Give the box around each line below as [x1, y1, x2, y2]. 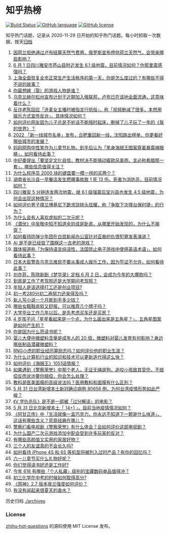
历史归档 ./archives [6, 498, 46, 504]
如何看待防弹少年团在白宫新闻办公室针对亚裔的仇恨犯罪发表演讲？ [13, 233, 151, 239]
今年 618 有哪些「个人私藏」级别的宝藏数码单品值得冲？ [13, 468, 130, 474]
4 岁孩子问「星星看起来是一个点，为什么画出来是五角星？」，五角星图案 [13, 316, 161, 322]
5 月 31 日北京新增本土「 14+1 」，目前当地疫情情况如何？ [13, 405, 132, 411]
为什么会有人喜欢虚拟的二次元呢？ [13, 214, 85, 220]
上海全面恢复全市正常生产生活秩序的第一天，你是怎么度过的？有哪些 [13, 75, 155, 81]
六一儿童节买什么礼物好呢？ [13, 455, 71, 461]
